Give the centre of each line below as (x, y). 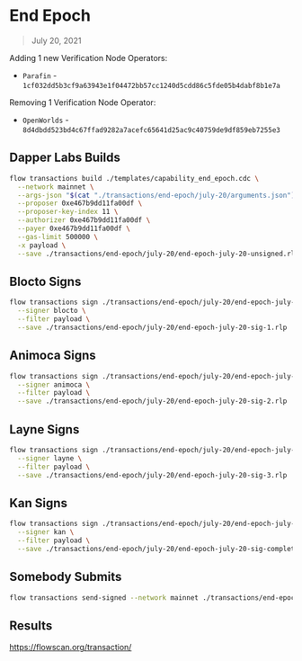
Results (31, 625)
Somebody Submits (66, 577)
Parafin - (40, 75)
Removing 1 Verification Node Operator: (83, 102)
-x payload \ (42, 245)
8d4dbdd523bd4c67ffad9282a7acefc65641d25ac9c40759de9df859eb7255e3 (151, 130)
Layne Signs (44, 429)
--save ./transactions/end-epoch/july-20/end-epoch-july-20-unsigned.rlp (158, 254)
